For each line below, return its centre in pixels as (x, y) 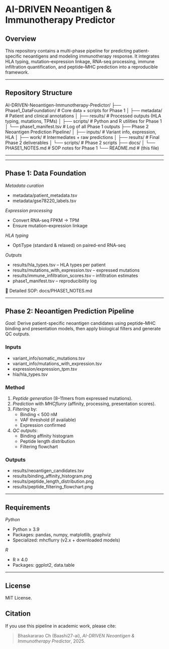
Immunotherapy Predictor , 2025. (51, 641)
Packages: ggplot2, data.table (44, 565)
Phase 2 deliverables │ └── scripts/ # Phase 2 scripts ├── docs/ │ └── (80, 142)
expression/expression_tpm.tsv (45, 369)
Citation (18, 614)
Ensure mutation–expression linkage (50, 225)
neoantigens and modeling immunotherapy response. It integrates (91, 56)
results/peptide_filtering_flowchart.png (53, 487)
